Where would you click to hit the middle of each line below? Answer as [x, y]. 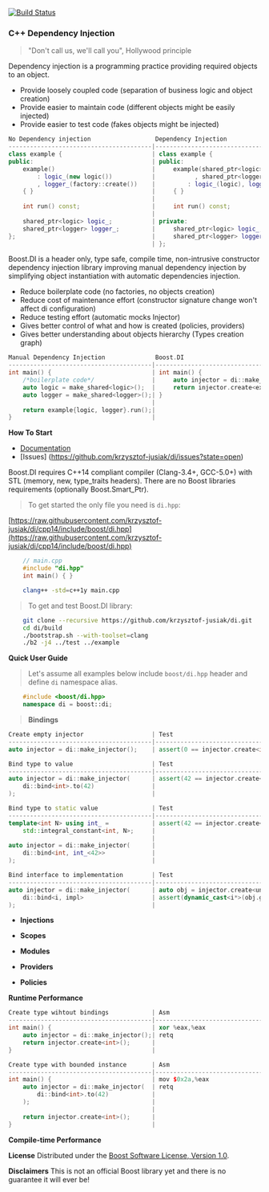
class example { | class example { [111, 154]
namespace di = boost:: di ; [68, 704]
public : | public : [96, 161]
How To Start [30, 433]
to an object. [29, 75]
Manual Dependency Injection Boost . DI [96, 357]
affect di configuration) [58, 308]
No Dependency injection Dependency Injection [118, 139]
